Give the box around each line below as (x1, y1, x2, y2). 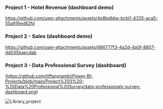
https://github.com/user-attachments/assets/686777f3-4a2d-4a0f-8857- (5, 44, 156, 50)
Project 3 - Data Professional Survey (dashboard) (5, 61, 127, 68)
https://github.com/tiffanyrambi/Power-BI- (6, 73, 93, 79)
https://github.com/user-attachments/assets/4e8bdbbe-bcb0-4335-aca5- (5, 15, 158, 21)
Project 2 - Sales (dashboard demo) (5, 33, 93, 40)
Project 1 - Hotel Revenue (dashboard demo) (5, 4, 114, 11)
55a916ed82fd (5, 20, 35, 26)
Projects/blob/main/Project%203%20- (5, 78, 84, 84)
